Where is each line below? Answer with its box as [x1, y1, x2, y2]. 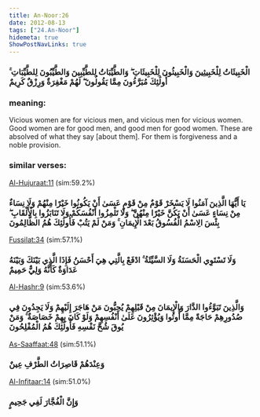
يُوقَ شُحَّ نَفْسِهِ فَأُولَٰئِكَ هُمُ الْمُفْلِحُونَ [9, 321, 124, 332]
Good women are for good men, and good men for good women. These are [9, 123, 253, 134]
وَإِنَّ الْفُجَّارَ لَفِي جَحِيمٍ [9, 396, 79, 407]
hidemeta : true [9, 33, 59, 42]
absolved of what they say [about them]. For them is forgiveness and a [9, 132, 238, 141]
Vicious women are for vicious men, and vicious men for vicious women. [9, 115, 244, 125]
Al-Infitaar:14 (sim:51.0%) [9, 376, 91, 386]
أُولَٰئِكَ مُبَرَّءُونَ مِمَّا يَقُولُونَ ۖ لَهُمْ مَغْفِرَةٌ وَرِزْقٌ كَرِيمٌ [9, 76, 168, 87]
